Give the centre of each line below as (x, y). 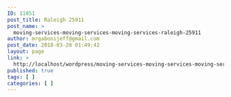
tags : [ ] (21, 77)
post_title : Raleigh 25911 (46, 20)
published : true (30, 70)
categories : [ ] (30, 83)
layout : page (26, 52)
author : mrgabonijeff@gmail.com (53, 39)
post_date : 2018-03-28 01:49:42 (53, 45)
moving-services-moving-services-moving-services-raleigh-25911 (107, 32)
